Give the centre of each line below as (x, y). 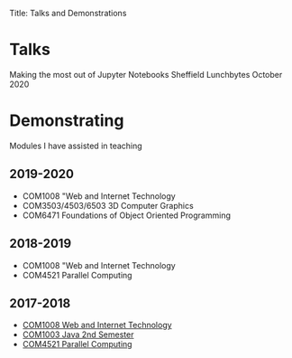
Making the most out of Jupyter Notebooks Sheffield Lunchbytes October (146, 74)
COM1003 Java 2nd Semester (78, 334)
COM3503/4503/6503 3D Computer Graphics (108, 205)
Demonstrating (67, 121)
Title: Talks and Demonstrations (68, 13)
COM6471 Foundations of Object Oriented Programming (127, 215)
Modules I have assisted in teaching (76, 146)
